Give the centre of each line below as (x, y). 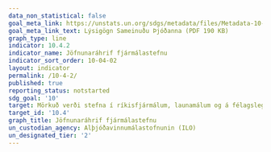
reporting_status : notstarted (59, 90)
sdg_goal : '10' (34, 98)
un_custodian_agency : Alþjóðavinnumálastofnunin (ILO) (102, 128)
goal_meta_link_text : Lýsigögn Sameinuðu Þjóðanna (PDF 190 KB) (119, 31)
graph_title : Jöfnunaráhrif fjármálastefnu (83, 121)
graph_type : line (38, 38)
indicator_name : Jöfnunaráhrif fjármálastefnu (88, 53)
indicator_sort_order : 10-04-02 (63, 61)
